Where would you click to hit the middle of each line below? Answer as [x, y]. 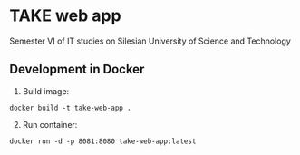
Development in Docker [77, 69]
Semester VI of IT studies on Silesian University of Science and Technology [150, 41]
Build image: [46, 91]
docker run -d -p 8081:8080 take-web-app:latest [103, 141]
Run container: [50, 124]
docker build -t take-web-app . [70, 108]
